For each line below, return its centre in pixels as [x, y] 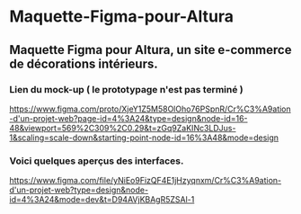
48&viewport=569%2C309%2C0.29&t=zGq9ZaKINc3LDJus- [123, 128]
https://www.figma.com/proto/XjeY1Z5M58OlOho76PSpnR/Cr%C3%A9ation [150, 109]
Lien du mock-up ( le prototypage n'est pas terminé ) [127, 89]
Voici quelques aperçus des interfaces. [97, 161]
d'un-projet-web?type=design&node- [79, 190]
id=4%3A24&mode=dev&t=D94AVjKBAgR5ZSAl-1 [102, 200]
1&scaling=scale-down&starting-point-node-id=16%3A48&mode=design [144, 138]
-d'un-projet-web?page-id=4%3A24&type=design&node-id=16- [129, 118]
